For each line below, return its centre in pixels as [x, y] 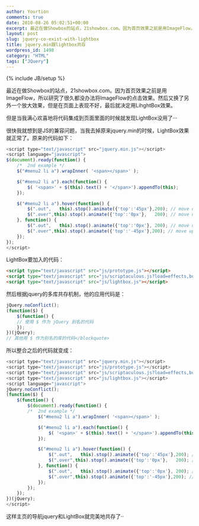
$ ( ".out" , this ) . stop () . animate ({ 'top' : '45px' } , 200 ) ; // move [108, 209]
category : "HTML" [28, 56]
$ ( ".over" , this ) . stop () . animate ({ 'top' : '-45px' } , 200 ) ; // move [107, 231]
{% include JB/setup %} [36, 78]
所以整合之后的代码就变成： [40, 350]
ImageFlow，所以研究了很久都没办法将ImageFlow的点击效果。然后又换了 [95, 98]
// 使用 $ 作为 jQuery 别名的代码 [55, 322]
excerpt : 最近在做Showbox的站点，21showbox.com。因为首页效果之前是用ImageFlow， [101, 28]
